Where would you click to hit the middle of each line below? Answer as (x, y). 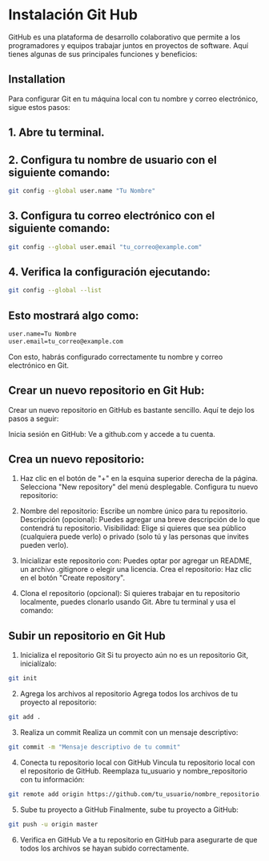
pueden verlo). (44, 545)
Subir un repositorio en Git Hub (87, 636)
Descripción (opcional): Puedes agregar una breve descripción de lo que (140, 520)
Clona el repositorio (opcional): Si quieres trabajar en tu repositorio (130, 594)
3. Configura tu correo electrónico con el (112, 216)
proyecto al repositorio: (58, 702)
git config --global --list (55, 291)
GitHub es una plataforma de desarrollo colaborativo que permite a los (124, 37)
